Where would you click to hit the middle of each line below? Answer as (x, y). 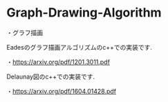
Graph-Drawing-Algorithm (84, 13)
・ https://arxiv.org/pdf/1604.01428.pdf (62, 91)
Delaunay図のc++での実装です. (51, 76)
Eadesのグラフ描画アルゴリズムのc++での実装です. (80, 47)
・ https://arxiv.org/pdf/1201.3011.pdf (58, 62)
